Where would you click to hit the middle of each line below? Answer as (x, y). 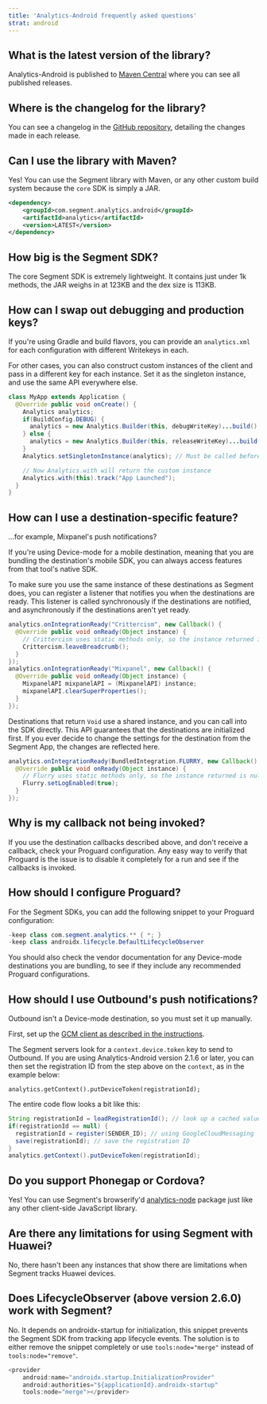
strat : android (33, 23)
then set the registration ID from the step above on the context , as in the (126, 1066)
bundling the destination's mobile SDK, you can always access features (125, 561)
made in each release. (44, 135)
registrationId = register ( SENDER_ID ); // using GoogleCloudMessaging (135, 1133)
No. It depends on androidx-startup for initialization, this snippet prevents (128, 1330)
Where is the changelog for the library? (107, 108)
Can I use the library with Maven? (93, 160)
